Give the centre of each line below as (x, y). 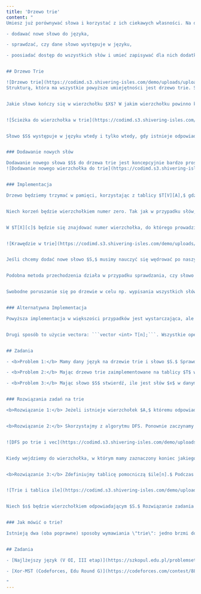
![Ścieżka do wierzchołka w (41, 120)
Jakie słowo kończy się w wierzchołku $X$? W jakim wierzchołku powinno (99, 104)
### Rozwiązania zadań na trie (45, 399)
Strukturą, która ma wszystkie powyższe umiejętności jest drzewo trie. (99, 88)
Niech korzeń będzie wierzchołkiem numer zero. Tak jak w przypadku (93, 211)
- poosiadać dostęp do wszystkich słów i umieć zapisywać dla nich (92, 55)
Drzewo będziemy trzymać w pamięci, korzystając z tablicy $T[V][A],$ (96, 195)
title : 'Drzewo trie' (33, 12)
